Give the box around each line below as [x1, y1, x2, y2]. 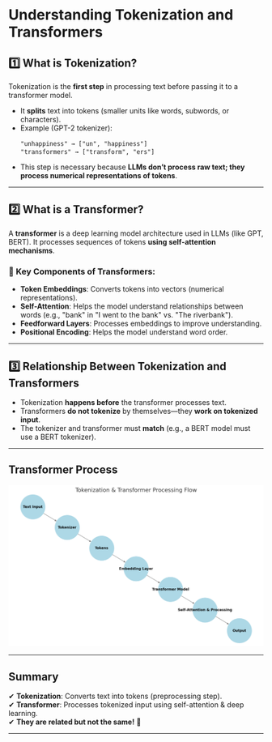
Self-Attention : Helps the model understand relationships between [19, 301, 244, 311]
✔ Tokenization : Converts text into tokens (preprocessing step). [8, 691, 223, 701]
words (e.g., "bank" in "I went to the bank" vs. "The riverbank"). [19, 310, 233, 320]
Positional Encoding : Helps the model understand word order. [19, 327, 228, 337]
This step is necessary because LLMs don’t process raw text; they [19, 162, 245, 172]
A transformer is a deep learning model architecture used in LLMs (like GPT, [8, 228, 264, 238]
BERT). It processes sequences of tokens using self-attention [8, 237, 216, 246]
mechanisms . [8, 245, 55, 255]
